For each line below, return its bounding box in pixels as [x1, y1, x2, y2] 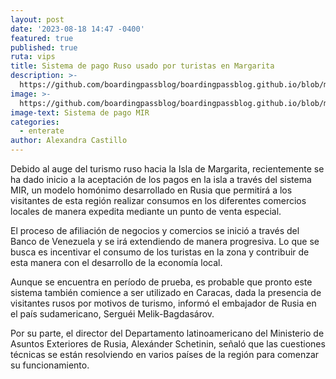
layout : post [10, 14, 65, 25]
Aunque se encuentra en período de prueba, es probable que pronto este [10, 276, 313, 288]
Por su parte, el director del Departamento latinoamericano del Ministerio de [10, 327, 325, 339]
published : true [10, 42, 78, 53]
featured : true [10, 33, 74, 43]
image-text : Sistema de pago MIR [10, 107, 150, 118]
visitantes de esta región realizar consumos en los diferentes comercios [10, 195, 307, 206]
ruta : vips [10, 52, 56, 62]
